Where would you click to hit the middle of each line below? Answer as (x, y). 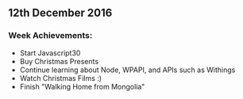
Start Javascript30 (50, 53)
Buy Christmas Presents (59, 61)
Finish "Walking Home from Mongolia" (82, 86)
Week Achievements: (50, 36)
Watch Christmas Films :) (60, 78)
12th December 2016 (60, 13)
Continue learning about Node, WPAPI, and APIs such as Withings (127, 70)
